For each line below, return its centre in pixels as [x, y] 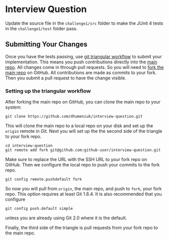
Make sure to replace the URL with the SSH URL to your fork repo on [76, 159]
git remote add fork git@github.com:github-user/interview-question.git [83, 150]
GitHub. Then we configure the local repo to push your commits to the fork [82, 165]
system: [13, 107]
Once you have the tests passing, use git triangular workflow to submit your [83, 56]
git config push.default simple [39, 209]
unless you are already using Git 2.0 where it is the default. [66, 218]
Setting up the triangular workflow [48, 91]
